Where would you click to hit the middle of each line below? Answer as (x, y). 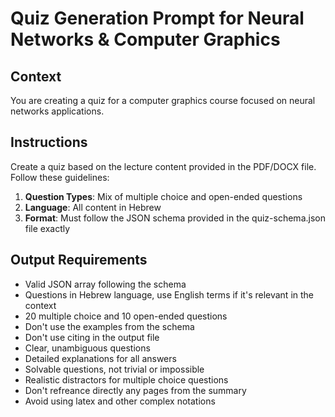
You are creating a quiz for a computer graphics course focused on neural (163, 100)
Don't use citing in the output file (92, 337)
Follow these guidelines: (60, 177)
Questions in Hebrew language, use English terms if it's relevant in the (169, 294)
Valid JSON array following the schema (105, 284)
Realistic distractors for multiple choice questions (126, 379)
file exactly (47, 228)
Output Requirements (79, 260)
